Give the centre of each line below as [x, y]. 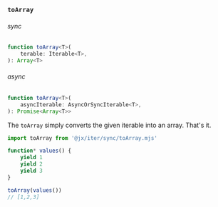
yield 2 [31, 164]
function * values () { [40, 151]
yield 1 [31, 158]
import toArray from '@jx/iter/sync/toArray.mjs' [83, 138]
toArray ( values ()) [35, 190]
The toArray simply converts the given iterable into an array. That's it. [109, 125]
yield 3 [31, 171]
